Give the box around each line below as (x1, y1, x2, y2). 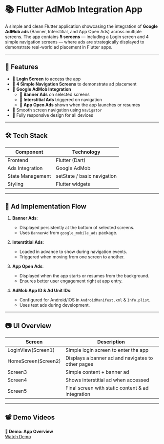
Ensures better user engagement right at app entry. (19, 278, 123, 284)
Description (97, 338, 125, 345)
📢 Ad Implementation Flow (5, 202, 87, 211)
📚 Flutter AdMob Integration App (5, 4, 143, 15)
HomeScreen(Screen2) (7, 358, 61, 364)
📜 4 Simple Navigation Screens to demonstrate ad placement (12, 81, 137, 87)
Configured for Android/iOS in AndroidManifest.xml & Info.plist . (19, 297, 151, 303)
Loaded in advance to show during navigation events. (19, 249, 127, 254)
